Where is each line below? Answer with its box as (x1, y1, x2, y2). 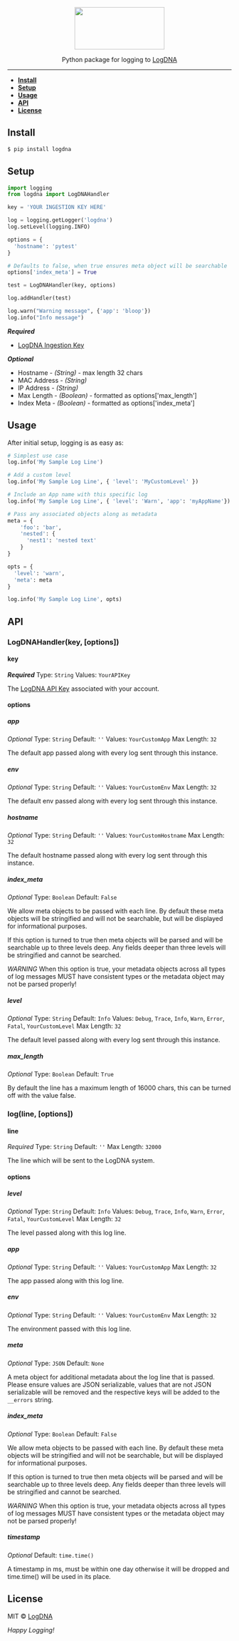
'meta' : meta (14, 576, 53, 584)
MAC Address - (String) (17, 376, 87, 384)
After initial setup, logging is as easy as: (7, 438, 124, 447)
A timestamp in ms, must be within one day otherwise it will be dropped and (7, 1565, 230, 1573)
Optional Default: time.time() (7, 1550, 95, 1559)
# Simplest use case (7, 452, 69, 459)
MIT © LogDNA (7, 1612, 53, 1620)
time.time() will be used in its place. (7, 1572, 112, 1580)
